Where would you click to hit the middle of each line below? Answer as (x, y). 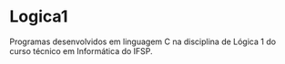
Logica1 (39, 17)
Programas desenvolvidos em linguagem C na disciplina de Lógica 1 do (142, 41)
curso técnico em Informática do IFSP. (81, 50)
